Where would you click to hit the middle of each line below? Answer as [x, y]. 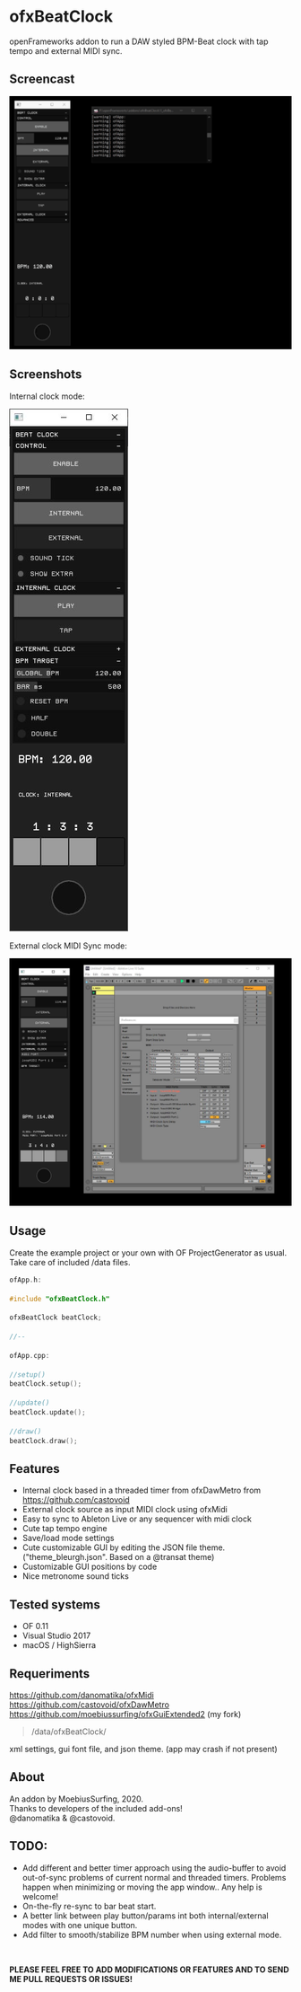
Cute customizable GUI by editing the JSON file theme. [124, 1547]
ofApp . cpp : [30, 1355]
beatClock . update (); [48, 1413]
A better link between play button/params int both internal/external [145, 1916]
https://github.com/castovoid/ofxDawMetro [90, 1705]
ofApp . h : [26, 1280]
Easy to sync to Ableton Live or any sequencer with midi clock [137, 1519]
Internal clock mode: [47, 396]
